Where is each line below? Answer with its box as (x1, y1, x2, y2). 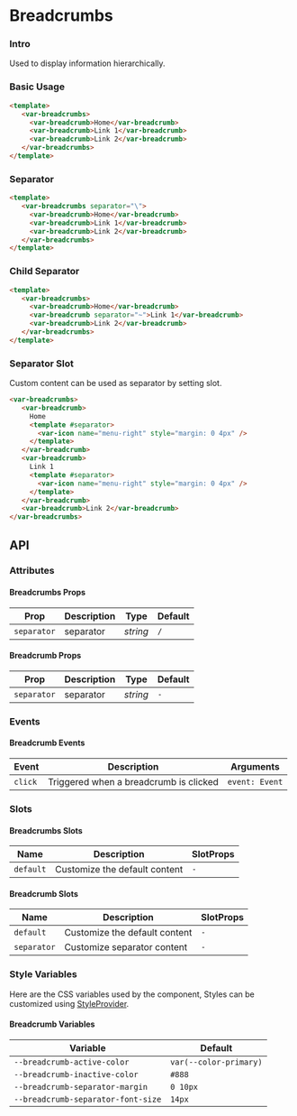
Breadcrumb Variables (9, 1019, 95, 1029)
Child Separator (9, 265, 80, 278)
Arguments (230, 761, 281, 773)
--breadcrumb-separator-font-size (13, 1093, 162, 1104)
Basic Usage (9, 80, 66, 93)
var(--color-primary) (169, 1056, 263, 1067)
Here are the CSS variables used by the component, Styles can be (9, 989, 255, 1000)
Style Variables (9, 968, 78, 981)
